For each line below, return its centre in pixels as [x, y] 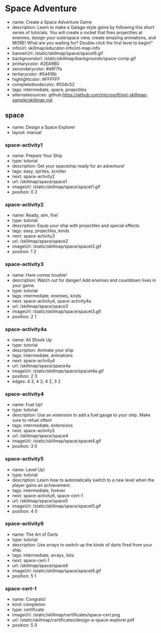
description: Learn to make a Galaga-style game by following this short [83, 27]
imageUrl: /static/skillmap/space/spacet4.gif [56, 441]
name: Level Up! [28, 469]
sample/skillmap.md [32, 100]
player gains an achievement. [42, 485]
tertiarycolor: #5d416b [34, 74]
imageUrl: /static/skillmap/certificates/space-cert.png [66, 615]
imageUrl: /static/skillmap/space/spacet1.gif [56, 187]
